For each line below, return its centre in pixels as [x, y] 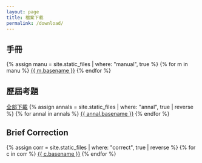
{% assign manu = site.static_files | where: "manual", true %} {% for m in [97, 64]
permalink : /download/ [35, 23]
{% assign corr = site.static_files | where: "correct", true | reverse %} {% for [101, 147]
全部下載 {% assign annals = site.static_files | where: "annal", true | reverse [100, 107]
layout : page [23, 12]
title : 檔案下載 [25, 18]
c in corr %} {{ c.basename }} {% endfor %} [61, 154]
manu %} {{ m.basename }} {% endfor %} [59, 71]
